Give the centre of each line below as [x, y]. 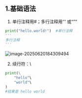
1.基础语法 [21, 9]
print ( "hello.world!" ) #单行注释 [39, 31]
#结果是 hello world [25, 91]
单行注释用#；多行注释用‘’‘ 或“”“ [45, 22]
